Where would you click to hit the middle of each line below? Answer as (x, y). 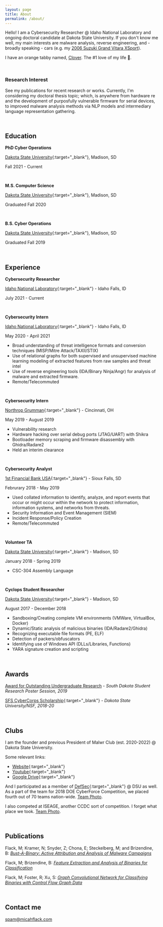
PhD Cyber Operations (28, 148)
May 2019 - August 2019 (30, 420)
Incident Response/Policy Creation (47, 518)
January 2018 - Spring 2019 (33, 561)
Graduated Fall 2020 (26, 205)
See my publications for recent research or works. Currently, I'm (69, 90)
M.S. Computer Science (30, 186)
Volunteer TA (19, 542)
